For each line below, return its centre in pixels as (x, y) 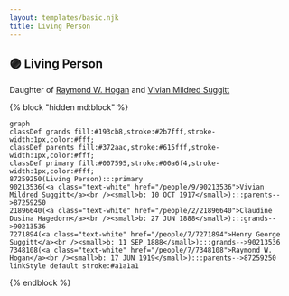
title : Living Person (50, 26)
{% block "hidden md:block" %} (69, 107)
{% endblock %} (40, 283)
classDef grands (40, 132)
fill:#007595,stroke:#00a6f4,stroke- (149, 163)
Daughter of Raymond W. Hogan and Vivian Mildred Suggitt (120, 90)
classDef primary (42, 163)
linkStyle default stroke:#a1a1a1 (75, 266)
